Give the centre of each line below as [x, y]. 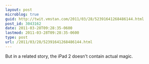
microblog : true [22, 14]
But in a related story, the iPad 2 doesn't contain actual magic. [69, 56]
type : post [16, 38]
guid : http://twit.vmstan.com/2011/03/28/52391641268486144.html [74, 19]
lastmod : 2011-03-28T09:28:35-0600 [42, 33]
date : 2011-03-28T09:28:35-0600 [39, 28]
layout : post [19, 10]
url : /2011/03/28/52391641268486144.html [49, 42]
